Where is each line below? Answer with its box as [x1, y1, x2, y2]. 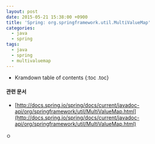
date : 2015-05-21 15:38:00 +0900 [6, 14, 88, 20]
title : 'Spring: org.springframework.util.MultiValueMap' [6, 19, 151, 25]
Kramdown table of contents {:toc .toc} [14, 74, 109, 81]
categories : [6, 25, 35, 31]
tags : [6, 42, 19, 48]
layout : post [6, 8, 38, 15]
